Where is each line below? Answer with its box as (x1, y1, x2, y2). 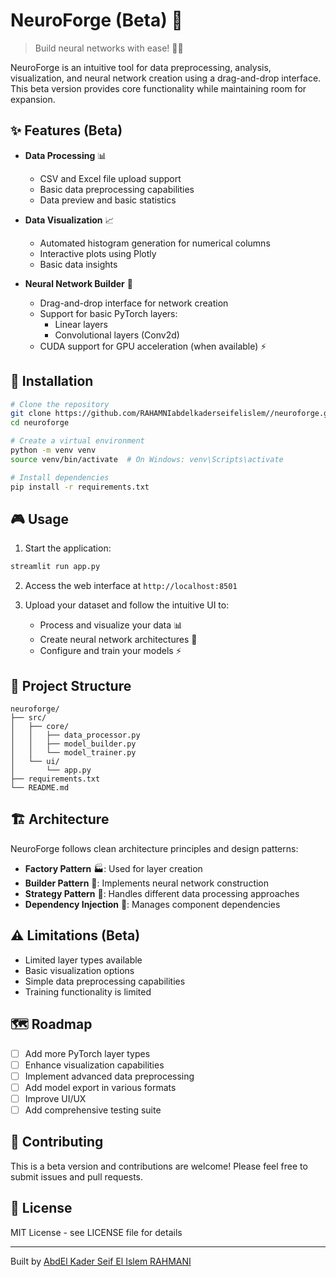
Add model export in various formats (24, 1081, 177, 1093)
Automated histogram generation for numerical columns (39, 237, 271, 249)
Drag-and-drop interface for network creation (39, 297, 229, 309)
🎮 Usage (10, 510, 69, 528)
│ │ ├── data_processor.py (10, 730, 141, 741)
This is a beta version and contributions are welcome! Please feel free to (10, 1160, 308, 1172)
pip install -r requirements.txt (10, 482, 150, 492)
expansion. (10, 93, 56, 105)
